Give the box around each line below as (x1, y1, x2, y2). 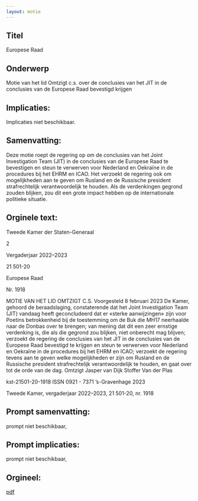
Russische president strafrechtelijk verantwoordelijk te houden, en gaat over (6, 360, 192, 368)
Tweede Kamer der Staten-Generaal (6, 228, 95, 235)
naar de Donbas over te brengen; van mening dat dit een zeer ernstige (6, 323, 178, 330)
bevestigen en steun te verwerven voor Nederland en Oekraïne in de (6, 164, 173, 171)
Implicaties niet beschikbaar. (6, 119, 76, 126)
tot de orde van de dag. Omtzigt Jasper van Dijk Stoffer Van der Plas (6, 366, 173, 374)
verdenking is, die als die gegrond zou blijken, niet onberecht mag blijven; (6, 328, 186, 336)
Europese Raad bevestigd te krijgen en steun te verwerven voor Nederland (6, 342, 188, 349)
